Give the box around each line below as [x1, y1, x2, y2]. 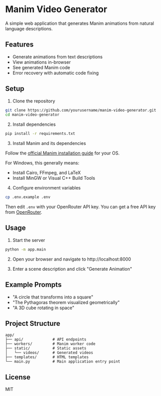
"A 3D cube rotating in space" [12, 305, 74, 311]
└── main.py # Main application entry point [5, 359, 121, 364]
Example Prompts [5, 280, 62, 289]
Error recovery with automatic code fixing [12, 70, 99, 76]
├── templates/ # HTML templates [5, 355, 89, 360]
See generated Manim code [12, 64, 70, 70]
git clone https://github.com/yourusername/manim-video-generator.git [5, 108, 156, 113]
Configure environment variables [12, 185, 81, 191]
